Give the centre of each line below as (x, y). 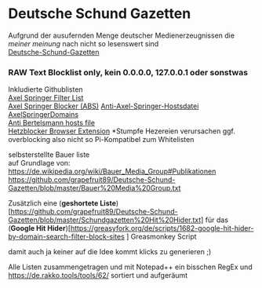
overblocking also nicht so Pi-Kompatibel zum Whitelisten (101, 140)
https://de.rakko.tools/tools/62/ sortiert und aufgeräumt (98, 275)
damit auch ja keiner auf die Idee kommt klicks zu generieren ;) (110, 252)
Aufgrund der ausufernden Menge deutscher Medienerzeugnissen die (122, 35)
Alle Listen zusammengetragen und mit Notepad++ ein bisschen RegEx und (130, 267)
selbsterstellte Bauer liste (49, 155)
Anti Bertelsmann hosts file (52, 123)
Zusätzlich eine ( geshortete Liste (62, 203)
